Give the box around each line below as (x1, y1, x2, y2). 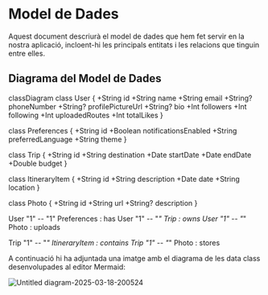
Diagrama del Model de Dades (8, 72, 162, 85)
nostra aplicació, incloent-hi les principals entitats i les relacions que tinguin (8, 39, 260, 49)
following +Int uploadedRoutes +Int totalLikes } (8, 110, 163, 120)
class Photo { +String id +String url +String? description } (8, 198, 198, 207)
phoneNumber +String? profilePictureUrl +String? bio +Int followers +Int (8, 101, 247, 111)
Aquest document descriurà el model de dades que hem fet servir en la (8, 31, 245, 41)
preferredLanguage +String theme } (8, 134, 127, 144)
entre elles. (8, 48, 46, 58)
